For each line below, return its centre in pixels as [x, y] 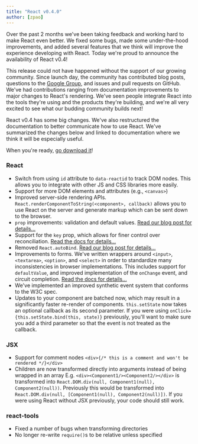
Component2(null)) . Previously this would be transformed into [89, 388]
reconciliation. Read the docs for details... [65, 241]
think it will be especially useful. [45, 139]
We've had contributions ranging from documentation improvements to [92, 89]
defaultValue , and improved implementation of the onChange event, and [101, 272]
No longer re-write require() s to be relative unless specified [88, 435]
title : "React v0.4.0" [34, 12]
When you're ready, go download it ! [50, 150]
